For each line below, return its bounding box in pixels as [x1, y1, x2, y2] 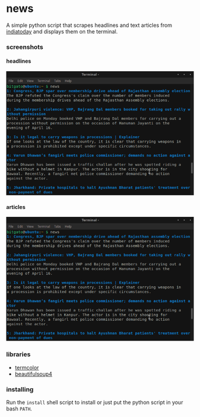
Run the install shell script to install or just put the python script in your [6, 399, 183, 406]
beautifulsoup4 [14, 370, 52, 378]
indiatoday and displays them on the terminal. [6, 27, 118, 35]
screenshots [6, 42, 43, 51]
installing [6, 385, 34, 393]
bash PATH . [6, 405, 32, 412]
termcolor [14, 364, 39, 371]
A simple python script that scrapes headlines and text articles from [6, 22, 173, 29]
